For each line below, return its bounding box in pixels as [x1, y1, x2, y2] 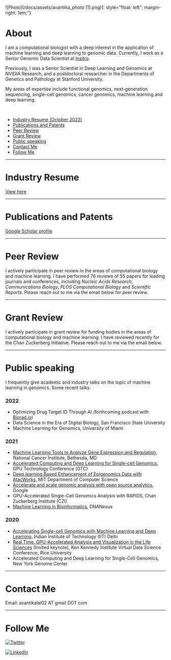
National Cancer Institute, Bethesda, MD [12, 455, 97, 461]
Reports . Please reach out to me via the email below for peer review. [5, 289, 149, 295]
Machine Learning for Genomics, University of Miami [12, 425, 124, 431]
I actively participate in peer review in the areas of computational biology [5, 267, 158, 273]
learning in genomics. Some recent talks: [5, 385, 91, 391]
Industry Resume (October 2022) [12, 116, 82, 122]
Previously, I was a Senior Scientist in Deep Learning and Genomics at [5, 65, 153, 71]
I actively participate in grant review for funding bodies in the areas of [5, 328, 152, 335]
